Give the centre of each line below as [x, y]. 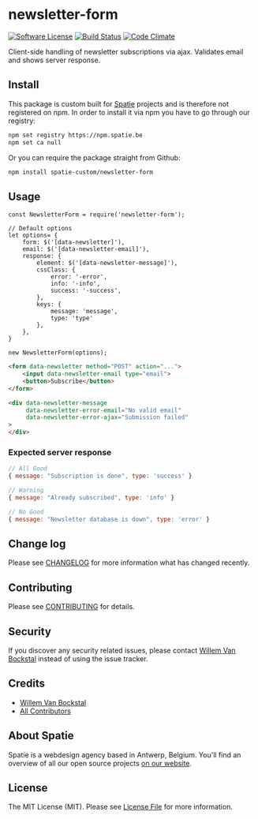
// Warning [26, 491]
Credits [27, 684]
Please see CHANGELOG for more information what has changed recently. [129, 563]
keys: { [49, 305]
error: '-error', [79, 277]
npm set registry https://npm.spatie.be [76, 135]
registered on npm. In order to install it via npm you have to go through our [129, 112]
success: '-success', [86, 291]
